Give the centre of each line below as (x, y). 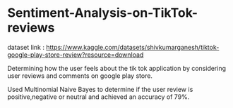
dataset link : (26, 47)
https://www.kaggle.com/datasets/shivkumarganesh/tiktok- (132, 47)
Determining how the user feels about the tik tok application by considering (117, 68)
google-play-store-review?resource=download (76, 55)
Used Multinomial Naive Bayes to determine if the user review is (100, 89)
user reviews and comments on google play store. (80, 76)
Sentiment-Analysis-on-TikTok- (103, 13)
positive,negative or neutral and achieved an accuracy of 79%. (98, 97)
